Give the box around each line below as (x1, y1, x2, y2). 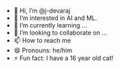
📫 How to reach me (13, 37, 71, 44)
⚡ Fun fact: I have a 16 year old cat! (13, 54, 114, 62)
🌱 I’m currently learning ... (13, 21, 88, 29)
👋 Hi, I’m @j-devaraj (13, 7, 71, 14)
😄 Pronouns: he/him (13, 46, 72, 55)
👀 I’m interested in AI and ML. (13, 14, 98, 22)
